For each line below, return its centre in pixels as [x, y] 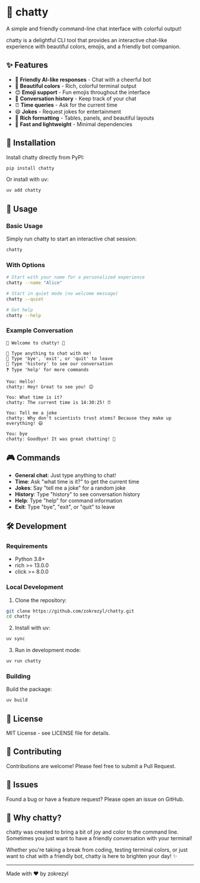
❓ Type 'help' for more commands [48, 370]
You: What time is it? [34, 397]
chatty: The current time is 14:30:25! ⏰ [59, 402]
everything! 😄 [25, 423]
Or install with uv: [28, 179]
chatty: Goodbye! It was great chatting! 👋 [61, 439]
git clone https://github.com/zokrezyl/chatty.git [70, 611]
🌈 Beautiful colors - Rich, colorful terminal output [76, 86]
